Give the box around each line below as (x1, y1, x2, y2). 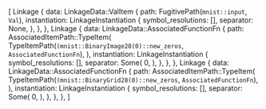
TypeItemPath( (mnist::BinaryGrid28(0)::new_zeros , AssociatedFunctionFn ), (8, 75, 259, 84)
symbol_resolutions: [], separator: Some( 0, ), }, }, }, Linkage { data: (8, 58, 229, 67)
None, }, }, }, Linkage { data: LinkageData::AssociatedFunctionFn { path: (8, 24, 244, 33)
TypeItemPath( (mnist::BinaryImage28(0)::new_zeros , (8, 41, 184, 50)
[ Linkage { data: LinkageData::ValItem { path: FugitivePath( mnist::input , (8, 7, 248, 16)
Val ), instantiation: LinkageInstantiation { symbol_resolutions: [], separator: (8, 15, 254, 25)
